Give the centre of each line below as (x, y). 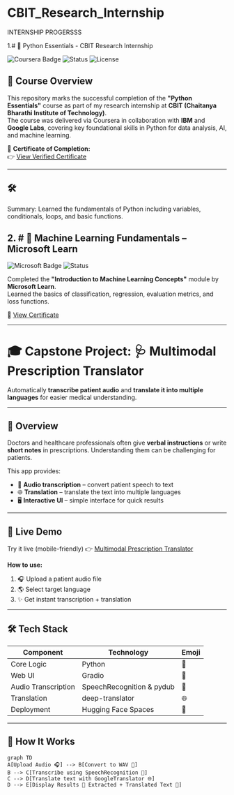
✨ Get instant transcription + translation (74, 599)
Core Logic (29, 664)
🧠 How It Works (41, 742)
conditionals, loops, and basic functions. (65, 216)
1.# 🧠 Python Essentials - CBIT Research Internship (80, 45)
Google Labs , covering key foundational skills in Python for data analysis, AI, (117, 128)
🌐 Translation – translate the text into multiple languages (99, 492)
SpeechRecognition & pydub (128, 687)
